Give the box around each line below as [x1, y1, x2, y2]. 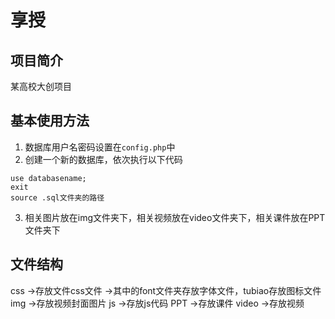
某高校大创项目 [10, 81, 72, 92]
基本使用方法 [10, 112, 90, 130]
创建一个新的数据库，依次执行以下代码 [24, 153, 183, 165]
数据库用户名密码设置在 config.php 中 [24, 141, 176, 153]
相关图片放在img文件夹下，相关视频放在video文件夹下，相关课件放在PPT [24, 211, 326, 223]
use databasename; [10, 173, 87, 183]
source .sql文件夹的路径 [10, 192, 105, 203]
